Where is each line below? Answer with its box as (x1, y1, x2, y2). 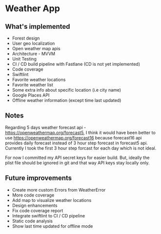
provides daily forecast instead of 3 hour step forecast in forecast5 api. (5, 140, 148, 146)
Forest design (12, 35, 40, 41)
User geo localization (12, 40, 55, 46)
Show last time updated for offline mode (12, 223, 93, 229)
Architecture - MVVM (12, 51, 55, 57)
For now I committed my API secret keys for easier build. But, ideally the (5, 155, 150, 160)
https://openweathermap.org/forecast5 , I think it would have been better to (5, 130, 156, 136)
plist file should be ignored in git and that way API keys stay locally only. (5, 159, 150, 166)
